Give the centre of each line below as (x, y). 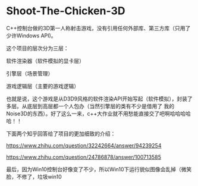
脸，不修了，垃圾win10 (34, 176)
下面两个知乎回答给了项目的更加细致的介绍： (61, 133)
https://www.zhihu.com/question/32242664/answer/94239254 (84, 145)
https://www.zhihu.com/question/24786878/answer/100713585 (84, 157)
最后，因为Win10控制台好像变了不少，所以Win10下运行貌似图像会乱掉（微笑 (99, 169)
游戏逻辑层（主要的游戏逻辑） (43, 86)
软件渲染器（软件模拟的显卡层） (45, 61)
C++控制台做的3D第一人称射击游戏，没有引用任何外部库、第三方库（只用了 (98, 28)
